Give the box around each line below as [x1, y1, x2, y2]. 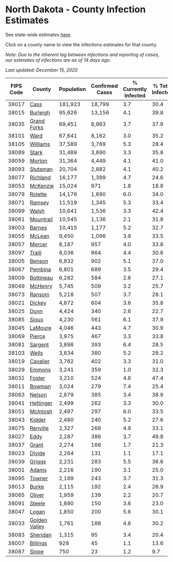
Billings [29, 539, 47, 547]
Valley [29, 523, 45, 530]
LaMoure [29, 324, 51, 331]
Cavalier [29, 357, 50, 365]
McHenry [29, 282, 53, 289]
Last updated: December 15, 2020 [5, 67, 78, 73]
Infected [124, 92, 146, 99]
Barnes [29, 224, 47, 231]
